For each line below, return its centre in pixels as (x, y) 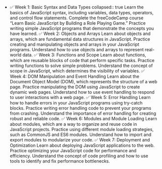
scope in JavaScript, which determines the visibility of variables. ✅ (77, 71)
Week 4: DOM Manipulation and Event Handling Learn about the (74, 76)
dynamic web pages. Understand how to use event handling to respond (82, 92)
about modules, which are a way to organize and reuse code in (73, 124)
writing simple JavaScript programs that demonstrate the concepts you (82, 28)
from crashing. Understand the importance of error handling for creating (83, 113)
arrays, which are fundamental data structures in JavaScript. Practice (80, 39)
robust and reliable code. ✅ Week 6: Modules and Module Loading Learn (83, 118)
